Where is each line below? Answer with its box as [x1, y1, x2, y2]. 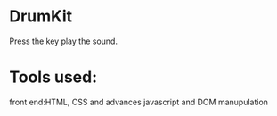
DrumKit [9, 6, 73, 27]
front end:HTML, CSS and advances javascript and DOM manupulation [9, 96, 269, 107]
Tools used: [9, 67, 98, 87]
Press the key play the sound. [9, 36, 118, 46]
